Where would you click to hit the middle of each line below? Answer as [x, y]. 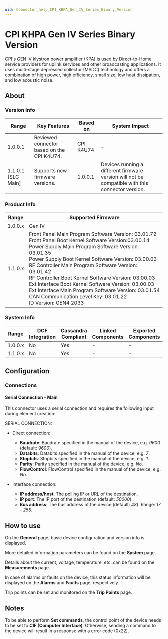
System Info [20, 318]
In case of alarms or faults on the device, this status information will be [78, 577]
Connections [21, 385]
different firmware [122, 171]
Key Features [53, 126]
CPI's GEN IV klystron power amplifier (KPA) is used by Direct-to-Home [78, 59]
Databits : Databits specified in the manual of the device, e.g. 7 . [85, 453]
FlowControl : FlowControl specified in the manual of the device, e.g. [90, 469]
